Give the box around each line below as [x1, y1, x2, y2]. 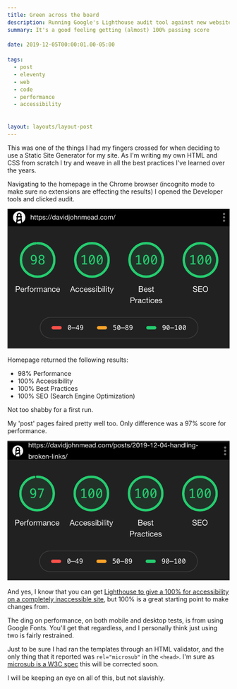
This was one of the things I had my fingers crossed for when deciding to [7, 143, 220, 152]
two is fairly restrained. [7, 631, 74, 640]
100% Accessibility [17, 377, 73, 385]
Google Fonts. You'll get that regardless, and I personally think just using [7, 623, 218, 632]
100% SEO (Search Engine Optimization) [17, 391, 135, 400]
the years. [7, 166, 37, 175]
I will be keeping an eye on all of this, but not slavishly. [7, 673, 166, 682]
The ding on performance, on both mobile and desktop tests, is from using [7, 616, 224, 625]
